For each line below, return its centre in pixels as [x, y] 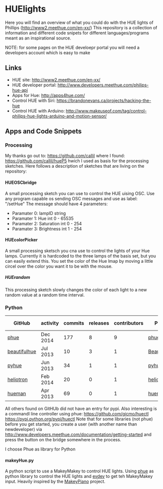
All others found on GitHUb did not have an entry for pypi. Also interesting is [81, 409]
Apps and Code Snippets [43, 131]
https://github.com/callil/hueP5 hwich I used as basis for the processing [77, 161]
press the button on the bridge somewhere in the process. [63, 440]
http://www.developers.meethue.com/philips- [103, 85]
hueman [17, 393]
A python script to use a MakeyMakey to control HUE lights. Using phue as [80, 471]
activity [50, 323]
